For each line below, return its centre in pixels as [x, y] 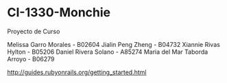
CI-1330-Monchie [59, 13]
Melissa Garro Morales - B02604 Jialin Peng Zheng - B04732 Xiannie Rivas [114, 44]
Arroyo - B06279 [31, 59]
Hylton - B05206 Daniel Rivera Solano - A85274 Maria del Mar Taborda [108, 52]
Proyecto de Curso [34, 31]
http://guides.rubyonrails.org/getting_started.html [77, 72]
